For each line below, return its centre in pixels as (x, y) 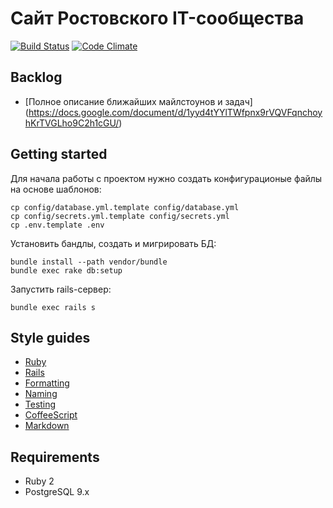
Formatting (47, 383)
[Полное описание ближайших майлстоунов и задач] (138, 101)
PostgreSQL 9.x (57, 492)
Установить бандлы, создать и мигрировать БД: (113, 243)
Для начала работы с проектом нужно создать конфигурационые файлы (166, 178)
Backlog (36, 77)
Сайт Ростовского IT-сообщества (157, 18)
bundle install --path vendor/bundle (89, 262)
